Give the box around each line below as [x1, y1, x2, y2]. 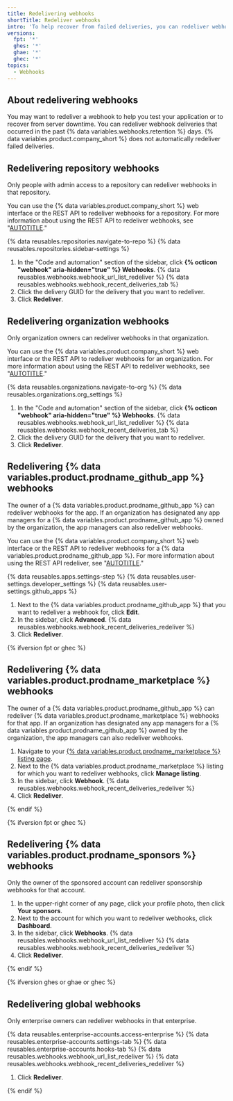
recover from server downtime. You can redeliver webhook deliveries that [7, 120, 218, 129]
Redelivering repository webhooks [7, 162, 159, 174]
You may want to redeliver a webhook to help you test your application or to [7, 113, 223, 121]
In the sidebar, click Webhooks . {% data [17, 929, 133, 938]
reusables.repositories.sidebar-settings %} [7, 245, 130, 253]
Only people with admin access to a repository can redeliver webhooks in [7, 181, 217, 189]
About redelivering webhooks [7, 94, 139, 106]
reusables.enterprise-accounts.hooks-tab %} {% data [7, 1045, 162, 1054]
